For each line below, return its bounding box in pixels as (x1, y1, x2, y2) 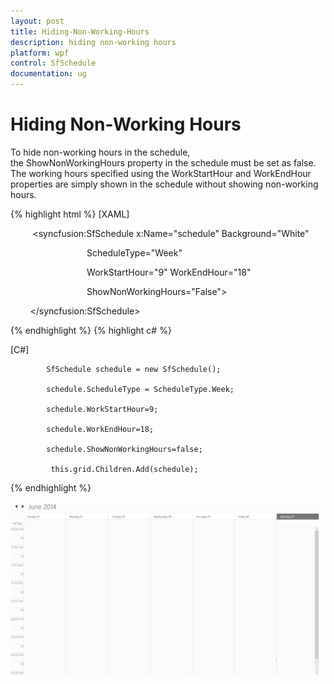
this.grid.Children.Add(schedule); (50, 464, 199, 474)
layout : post (10, 16, 65, 26)
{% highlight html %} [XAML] (10, 208, 130, 220)
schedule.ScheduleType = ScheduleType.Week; (46, 384, 235, 394)
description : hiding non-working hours (10, 37, 177, 47)
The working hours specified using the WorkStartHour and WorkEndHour (10, 167, 312, 179)
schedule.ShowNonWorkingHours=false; (46, 444, 203, 454)
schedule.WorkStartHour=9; (46, 404, 159, 414)
